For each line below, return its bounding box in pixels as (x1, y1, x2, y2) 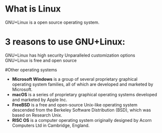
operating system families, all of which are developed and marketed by (12, 81, 153, 87)
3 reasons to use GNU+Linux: (5, 36, 126, 47)
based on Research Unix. (12, 112, 62, 118)
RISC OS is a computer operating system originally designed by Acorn (12, 117, 152, 123)
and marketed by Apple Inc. (12, 97, 68, 103)
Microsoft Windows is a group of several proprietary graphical (12, 76, 138, 82)
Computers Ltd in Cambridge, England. (12, 122, 90, 128)
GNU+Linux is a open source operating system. (5, 19, 100, 25)
